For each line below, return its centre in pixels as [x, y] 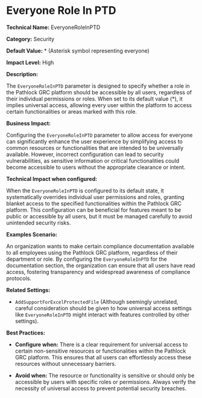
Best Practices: [26, 333]
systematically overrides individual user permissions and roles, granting [96, 197]
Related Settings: [28, 290]
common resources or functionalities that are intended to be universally [95, 148]
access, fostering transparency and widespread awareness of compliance [98, 272]
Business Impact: [29, 123]
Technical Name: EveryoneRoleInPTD [53, 27]
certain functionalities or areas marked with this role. [72, 111]
